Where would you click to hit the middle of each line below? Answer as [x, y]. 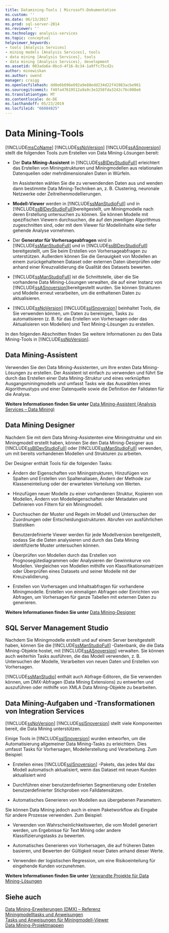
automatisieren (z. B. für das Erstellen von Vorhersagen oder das [80, 319]
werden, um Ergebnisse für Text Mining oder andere [67, 831]
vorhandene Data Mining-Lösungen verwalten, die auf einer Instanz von [87, 282]
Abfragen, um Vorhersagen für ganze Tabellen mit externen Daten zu [84, 597]
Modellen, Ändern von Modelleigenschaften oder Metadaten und [80, 499]
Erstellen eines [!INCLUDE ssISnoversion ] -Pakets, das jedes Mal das [83, 764]
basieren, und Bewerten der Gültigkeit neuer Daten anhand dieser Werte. [88, 851]
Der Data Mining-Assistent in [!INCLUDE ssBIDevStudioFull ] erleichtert [86, 163]
